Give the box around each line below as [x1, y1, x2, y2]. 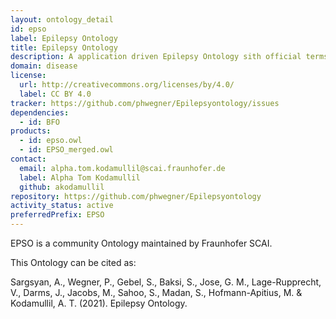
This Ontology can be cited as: [10, 257, 137, 268]
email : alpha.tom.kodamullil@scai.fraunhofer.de [19, 163, 226, 173]
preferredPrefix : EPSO [10, 210, 105, 220]
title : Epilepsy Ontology [10, 42, 118, 53]
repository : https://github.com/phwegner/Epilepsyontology [10, 191, 262, 201]
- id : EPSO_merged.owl [19, 145, 114, 155]
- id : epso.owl [19, 136, 83, 146]
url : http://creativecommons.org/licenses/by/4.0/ [19, 80, 235, 90]
